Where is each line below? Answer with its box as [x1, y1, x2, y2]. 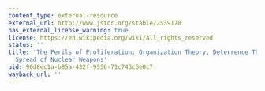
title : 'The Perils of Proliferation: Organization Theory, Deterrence [8, 48, 248, 56]
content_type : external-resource [8, 11, 118, 20]
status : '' [8, 41, 44, 49]
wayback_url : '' [8, 70, 62, 78]
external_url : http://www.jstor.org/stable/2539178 [8, 19, 181, 27]
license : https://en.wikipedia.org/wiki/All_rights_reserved [8, 33, 214, 42]
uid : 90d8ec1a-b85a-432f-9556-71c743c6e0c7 [8, 63, 154, 71]
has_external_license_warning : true [8, 26, 129, 34]
